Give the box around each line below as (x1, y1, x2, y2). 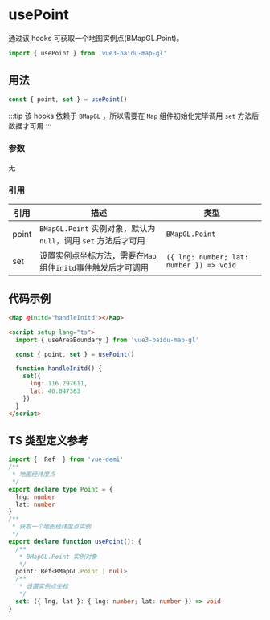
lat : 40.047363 (29, 387, 81, 395)
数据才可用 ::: (8, 120, 52, 130)
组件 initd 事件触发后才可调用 (39, 263, 149, 274)
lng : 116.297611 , (29, 380, 88, 388)
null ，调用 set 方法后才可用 (39, 235, 145, 247)
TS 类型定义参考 (8, 434, 88, 447)
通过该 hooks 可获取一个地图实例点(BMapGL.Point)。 (8, 33, 184, 43)
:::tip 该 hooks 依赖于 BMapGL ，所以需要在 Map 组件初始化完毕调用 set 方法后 (8, 111, 260, 120)
